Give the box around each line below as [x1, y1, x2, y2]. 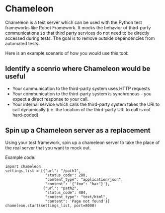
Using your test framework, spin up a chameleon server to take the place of [5, 140, 160, 145]
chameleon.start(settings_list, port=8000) [5, 203, 97, 208]
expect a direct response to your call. [12, 96, 89, 102]
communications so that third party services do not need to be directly [5, 30, 150, 36]
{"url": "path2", [43, 186, 79, 191]
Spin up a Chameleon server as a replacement [5, 126, 151, 135]
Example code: [5, 154, 36, 160]
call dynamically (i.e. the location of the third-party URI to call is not [12, 106, 151, 112]
